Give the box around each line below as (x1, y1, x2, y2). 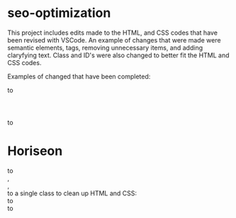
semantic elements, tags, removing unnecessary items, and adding (7, 43, 203, 52)
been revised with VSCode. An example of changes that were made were (7, 35, 221, 44)
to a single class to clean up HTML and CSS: (7, 189, 137, 197)
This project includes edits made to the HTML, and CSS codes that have (7, 28, 218, 37)
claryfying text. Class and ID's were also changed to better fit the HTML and (7, 51, 230, 59)
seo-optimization (7, 5, 111, 21)
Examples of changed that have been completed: (7, 72, 151, 81)
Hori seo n (7, 143, 63, 159)
